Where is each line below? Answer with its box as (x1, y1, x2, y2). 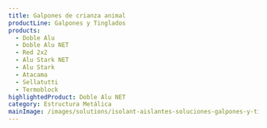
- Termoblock (15, 85, 59, 94)
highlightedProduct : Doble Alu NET (8, 93, 126, 101)
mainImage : (8, 108, 44, 116)
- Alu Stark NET (15, 56, 69, 64)
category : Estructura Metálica (8, 100, 112, 108)
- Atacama (15, 71, 48, 79)
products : (8, 26, 41, 34)
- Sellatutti (15, 78, 59, 86)
